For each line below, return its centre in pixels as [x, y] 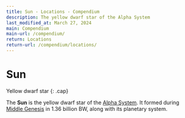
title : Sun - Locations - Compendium [53, 12]
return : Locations [29, 39]
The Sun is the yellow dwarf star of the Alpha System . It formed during [93, 103]
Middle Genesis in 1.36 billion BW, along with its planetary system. [87, 108]
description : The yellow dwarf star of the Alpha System [78, 17]
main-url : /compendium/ [36, 34]
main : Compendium [28, 28]
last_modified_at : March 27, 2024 [49, 23]
